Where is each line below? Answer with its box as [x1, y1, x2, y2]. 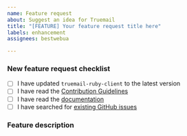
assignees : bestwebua [7, 36, 69, 42]
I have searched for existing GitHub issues [16, 103, 137, 111]
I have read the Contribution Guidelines [16, 87, 129, 96]
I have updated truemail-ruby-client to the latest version [16, 79, 181, 87]
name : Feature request [7, 10, 72, 17]
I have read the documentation [16, 95, 104, 103]
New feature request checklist [7, 64, 111, 74]
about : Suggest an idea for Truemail [7, 16, 115, 23]
